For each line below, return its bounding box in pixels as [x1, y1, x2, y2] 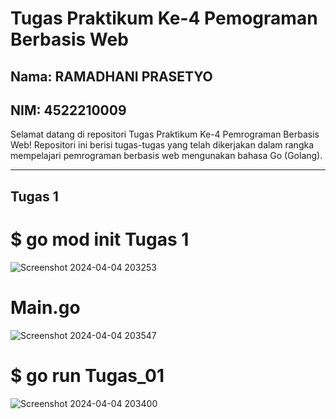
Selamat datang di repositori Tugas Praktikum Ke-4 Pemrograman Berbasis [10, 128, 320, 141]
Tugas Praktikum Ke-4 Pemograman [10, 7, 318, 30]
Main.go [10, 296, 81, 319]
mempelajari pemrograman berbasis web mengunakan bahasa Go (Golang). [10, 150, 323, 162]
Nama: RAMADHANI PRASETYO [10, 68, 213, 85]
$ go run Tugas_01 [10, 364, 165, 387]
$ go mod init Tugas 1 [10, 228, 190, 251]
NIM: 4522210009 [10, 102, 127, 119]
